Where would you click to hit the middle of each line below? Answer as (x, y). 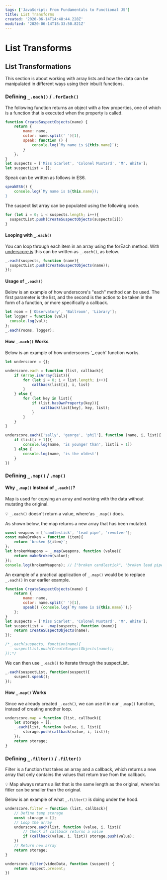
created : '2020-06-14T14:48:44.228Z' (44, 19)
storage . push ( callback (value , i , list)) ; (67, 732)
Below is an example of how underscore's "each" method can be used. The (83, 292)
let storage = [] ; (33, 723)
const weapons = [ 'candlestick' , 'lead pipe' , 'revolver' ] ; (69, 533)
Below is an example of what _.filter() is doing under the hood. (72, 799)
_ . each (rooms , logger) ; (30, 330)
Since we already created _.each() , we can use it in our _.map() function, (80, 703)
